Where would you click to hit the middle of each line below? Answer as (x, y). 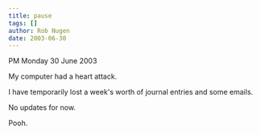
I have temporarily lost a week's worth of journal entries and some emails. (131, 92)
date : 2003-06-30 (37, 38)
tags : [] (23, 23)
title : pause (30, 16)
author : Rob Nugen (39, 30)
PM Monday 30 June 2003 (53, 61)
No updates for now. (42, 108)
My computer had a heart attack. (63, 76)
